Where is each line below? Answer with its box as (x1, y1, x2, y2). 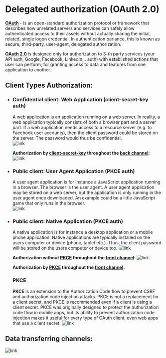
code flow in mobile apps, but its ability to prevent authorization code (12, 309, 155, 315)
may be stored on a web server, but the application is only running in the (12, 189, 161, 195)
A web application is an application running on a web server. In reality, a (12, 114, 161, 120)
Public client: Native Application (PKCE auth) (12, 218, 123, 225)
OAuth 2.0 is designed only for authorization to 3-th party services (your (5, 51, 155, 57)
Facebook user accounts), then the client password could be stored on (12, 130, 158, 136)
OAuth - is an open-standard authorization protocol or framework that (5, 20, 150, 26)
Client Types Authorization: (5, 81, 93, 90)
